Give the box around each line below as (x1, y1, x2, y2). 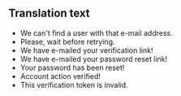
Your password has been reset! (19, 63, 125, 72)
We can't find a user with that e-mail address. (19, 28, 173, 37)
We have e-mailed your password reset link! (19, 54, 168, 63)
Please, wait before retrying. (19, 37, 115, 46)
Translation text (8, 7, 91, 20)
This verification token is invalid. (19, 80, 128, 89)
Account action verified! (19, 71, 101, 81)
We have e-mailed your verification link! (19, 45, 153, 55)
